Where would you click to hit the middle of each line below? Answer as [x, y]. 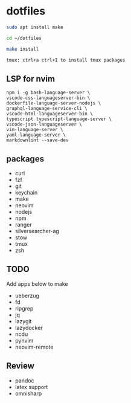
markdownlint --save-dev [37, 140]
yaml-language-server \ [36, 135]
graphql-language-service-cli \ [47, 109]
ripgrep [24, 308]
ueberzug [27, 295]
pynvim [24, 340]
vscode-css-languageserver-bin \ [48, 98]
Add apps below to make [37, 284]
